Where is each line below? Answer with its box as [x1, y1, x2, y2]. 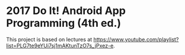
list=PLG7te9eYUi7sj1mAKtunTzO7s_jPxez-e [6, 42, 114, 49]
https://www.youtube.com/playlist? [93, 36, 179, 43]
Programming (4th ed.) [6, 16, 122, 30]
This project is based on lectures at [6, 36, 92, 43]
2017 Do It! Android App [6, 4, 126, 18]
